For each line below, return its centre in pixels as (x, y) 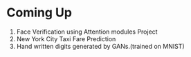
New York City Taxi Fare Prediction (66, 38)
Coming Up (39, 13)
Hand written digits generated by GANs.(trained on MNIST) (100, 46)
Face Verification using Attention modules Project (87, 32)
